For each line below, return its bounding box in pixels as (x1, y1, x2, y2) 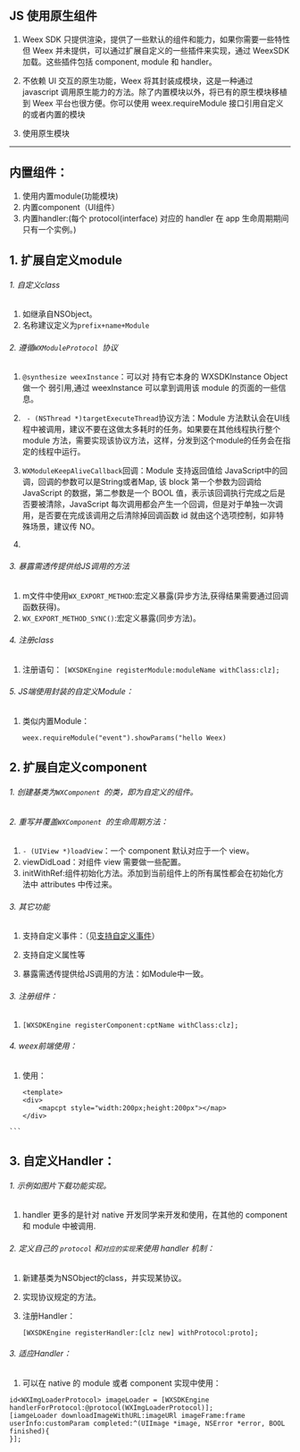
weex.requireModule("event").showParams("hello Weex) (21, 734, 227, 743)
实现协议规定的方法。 (21, 1291, 101, 1302)
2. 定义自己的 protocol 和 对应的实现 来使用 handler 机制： (9, 1243, 215, 1254)
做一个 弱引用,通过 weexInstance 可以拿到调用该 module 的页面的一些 (21, 383, 279, 394)
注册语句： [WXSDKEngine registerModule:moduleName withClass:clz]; (21, 664, 280, 675)
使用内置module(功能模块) (21, 191, 119, 201)
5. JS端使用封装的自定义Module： (9, 686, 134, 697)
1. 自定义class (9, 279, 61, 290)
